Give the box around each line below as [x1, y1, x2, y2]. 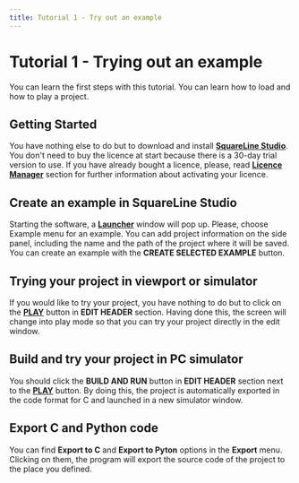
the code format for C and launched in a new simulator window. [9, 394, 243, 405]
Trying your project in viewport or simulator [9, 273, 258, 289]
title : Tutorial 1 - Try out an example [9, 13, 163, 22]
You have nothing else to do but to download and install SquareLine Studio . [9, 141, 288, 151]
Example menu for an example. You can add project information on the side [9, 229, 287, 239]
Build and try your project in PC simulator [9, 351, 243, 367]
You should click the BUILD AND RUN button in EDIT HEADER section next [9, 375, 284, 386]
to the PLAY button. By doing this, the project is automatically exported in [9, 384, 280, 395]
